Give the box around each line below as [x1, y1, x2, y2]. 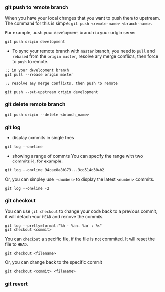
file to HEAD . [5, 241, 28, 247]
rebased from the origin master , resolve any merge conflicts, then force [12, 53, 159, 59]
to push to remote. [12, 59, 49, 65]
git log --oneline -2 [5, 186, 50, 191]
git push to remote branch [5, 4, 68, 11]
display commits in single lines [12, 134, 74, 140]
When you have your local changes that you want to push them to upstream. [5, 15, 160, 21]
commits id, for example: [12, 158, 63, 164]
